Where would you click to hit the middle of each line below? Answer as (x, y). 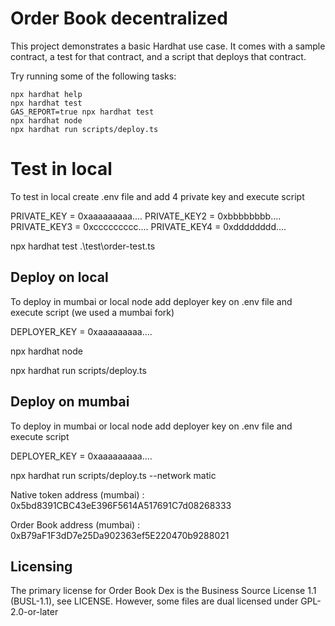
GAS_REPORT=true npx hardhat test (82, 112)
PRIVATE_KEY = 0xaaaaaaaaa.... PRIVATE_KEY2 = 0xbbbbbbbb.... (146, 216)
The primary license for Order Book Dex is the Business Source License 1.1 (163, 591)
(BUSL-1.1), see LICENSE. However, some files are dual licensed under (154, 601)
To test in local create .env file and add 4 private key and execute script (157, 196)
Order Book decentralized (119, 18)
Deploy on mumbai (70, 402)
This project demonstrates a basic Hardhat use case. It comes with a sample (168, 46)
